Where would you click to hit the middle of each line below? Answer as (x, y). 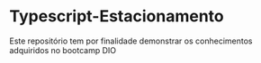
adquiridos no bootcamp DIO (63, 50)
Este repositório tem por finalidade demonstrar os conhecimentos (131, 41)
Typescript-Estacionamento (117, 16)
